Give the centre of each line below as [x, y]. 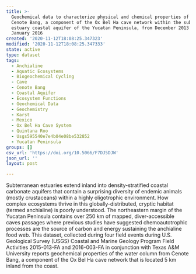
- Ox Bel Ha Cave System [41, 126]
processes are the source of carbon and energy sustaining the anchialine [94, 229]
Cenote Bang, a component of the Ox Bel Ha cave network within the [96, 22]
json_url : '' [22, 158]
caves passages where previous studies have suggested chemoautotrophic [97, 223]
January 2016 [27, 33]
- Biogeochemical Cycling [43, 77]
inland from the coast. [32, 266]
